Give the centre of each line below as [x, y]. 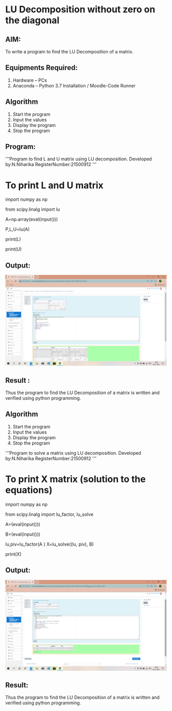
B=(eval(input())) [23, 534]
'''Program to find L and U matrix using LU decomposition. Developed [79, 159]
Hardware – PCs [30, 80]
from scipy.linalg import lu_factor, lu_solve [49, 514]
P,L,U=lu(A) [17, 229]
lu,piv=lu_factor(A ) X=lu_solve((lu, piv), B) [50, 544]
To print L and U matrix [55, 185]
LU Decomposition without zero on [80, 10]
